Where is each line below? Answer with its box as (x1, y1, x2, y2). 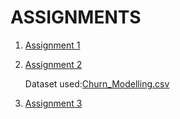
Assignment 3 (24, 97, 83, 109)
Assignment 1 (24, 39, 81, 51)
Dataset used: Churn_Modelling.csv (24, 77, 170, 90)
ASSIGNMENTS (10, 6, 142, 29)
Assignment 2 (24, 58, 83, 70)
